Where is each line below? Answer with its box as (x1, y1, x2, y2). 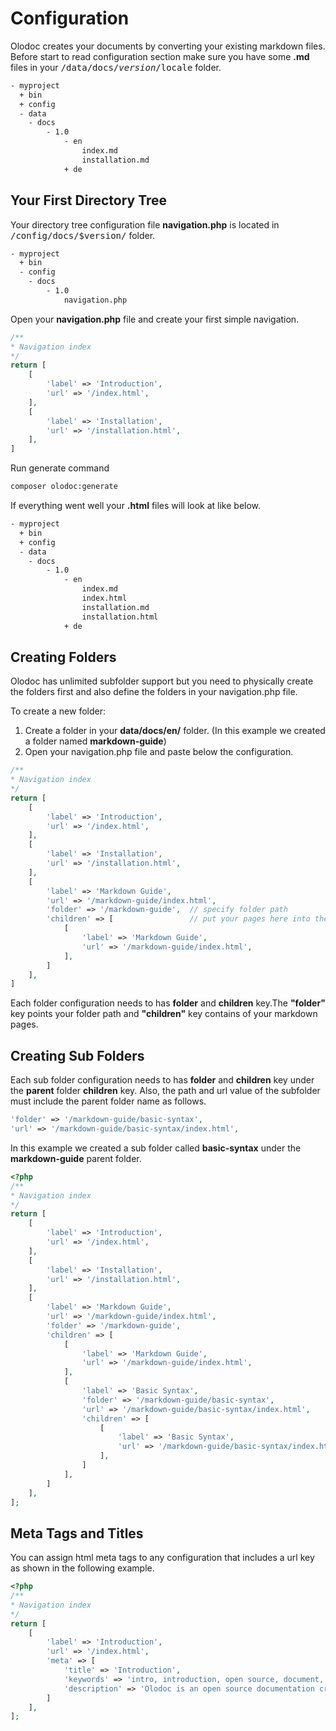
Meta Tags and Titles (10, 1525, 144, 1542)
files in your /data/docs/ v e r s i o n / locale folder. (10, 61, 222, 73)
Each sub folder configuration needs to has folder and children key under (10, 1074, 315, 1086)
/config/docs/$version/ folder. (10, 229, 156, 241)
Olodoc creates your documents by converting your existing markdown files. (10, 40, 326, 52)
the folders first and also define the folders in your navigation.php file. (10, 686, 298, 698)
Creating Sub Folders (10, 1047, 145, 1064)
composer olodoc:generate (10, 482, 118, 492)
